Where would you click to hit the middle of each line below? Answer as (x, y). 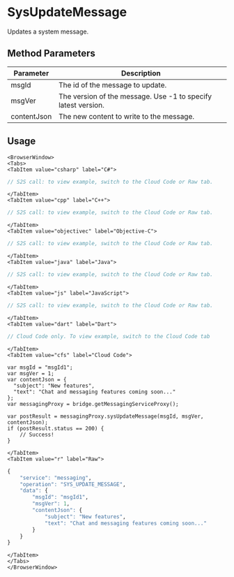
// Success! (37, 434)
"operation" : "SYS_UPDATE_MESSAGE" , (73, 484)
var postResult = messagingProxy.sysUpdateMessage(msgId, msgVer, (106, 416)
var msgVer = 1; (31, 373)
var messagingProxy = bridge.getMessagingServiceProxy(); (93, 404)
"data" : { (34, 491)
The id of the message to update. (112, 85)
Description (141, 73)
